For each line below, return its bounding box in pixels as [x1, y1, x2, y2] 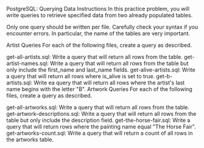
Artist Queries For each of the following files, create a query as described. [6, 42, 192, 49]
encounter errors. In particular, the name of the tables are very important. [6, 30, 191, 37]
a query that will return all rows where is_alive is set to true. [6, 73, 155, 79]
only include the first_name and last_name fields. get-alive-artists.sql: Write [6, 66, 196, 73]
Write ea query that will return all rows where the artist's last [33, 79, 185, 86]
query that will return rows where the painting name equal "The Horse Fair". [6, 123, 196, 130]
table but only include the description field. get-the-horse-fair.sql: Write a [6, 116, 191, 124]
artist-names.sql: [6, 60, 49, 67]
